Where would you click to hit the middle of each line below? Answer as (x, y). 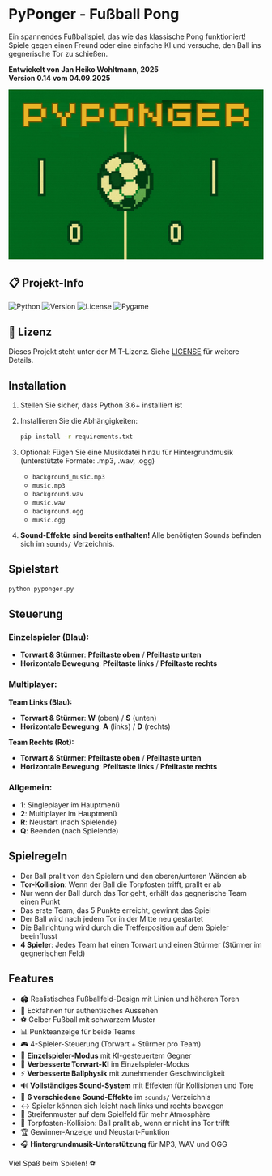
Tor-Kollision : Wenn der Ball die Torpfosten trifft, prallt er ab (121, 884)
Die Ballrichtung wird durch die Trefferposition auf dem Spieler (124, 927)
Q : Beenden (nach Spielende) (69, 830)
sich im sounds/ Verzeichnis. (67, 543)
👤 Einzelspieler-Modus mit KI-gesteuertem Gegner (106, 1055)
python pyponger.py (41, 589)
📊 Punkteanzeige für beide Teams (78, 1031)
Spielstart (34, 569)
